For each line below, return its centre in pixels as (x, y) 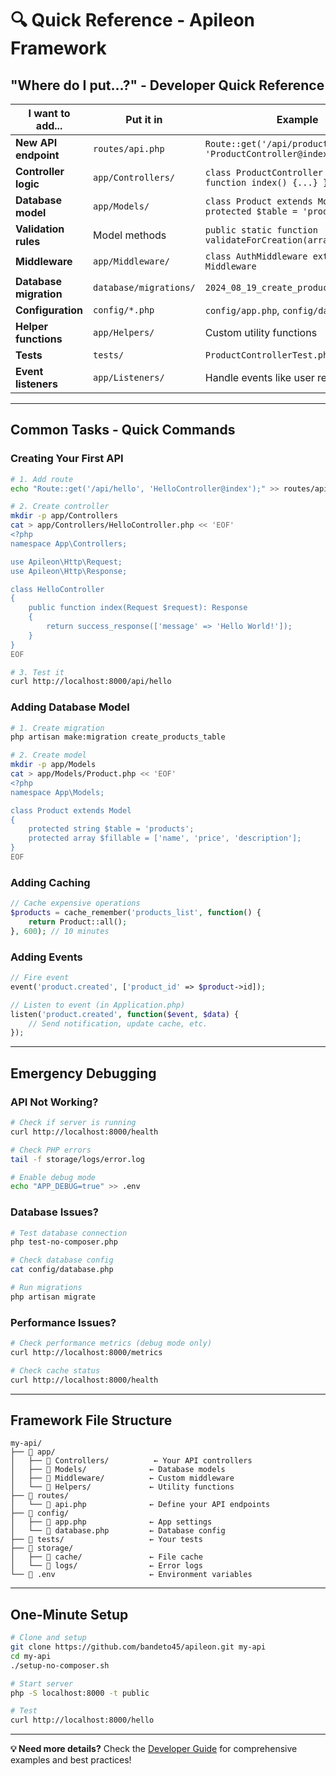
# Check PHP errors (51, 1150)
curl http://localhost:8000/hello (82, 1720)
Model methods (130, 235)
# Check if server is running (73, 1123)
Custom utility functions (261, 332)
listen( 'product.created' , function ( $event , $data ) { (125, 1014)
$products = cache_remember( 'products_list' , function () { (136, 913)
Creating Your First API (67, 459)
